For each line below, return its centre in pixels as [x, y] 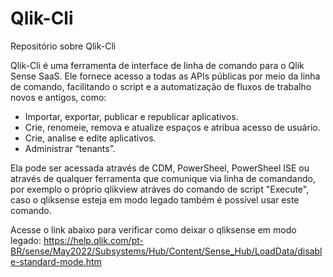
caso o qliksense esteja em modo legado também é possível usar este [155, 199]
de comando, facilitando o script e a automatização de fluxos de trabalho [161, 86]
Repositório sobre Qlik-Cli [63, 46]
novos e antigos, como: [58, 97]
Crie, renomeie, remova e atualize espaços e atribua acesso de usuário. [172, 127]
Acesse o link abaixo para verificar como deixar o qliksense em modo [153, 229]
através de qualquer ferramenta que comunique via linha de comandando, [163, 178]
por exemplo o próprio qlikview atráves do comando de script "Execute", [160, 189]
